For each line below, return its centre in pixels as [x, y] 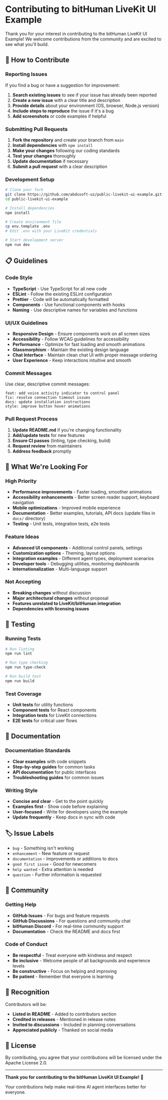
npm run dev [17, 245]
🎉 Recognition [27, 992]
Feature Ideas [22, 537]
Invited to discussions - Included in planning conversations [74, 1024]
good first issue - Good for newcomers [54, 864]
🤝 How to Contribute [37, 60]
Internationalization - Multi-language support [60, 569]
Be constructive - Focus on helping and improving [64, 971]
